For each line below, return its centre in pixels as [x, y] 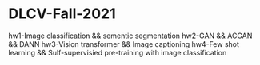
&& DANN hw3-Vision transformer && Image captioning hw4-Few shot [124, 44]
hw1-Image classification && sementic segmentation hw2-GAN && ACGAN [130, 36]
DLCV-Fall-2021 [62, 14]
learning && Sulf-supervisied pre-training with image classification [118, 52]
